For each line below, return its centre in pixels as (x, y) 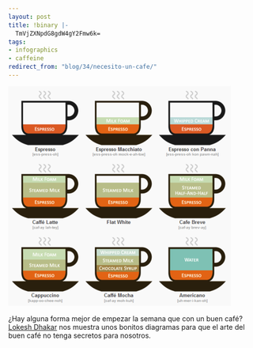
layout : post (30, 17)
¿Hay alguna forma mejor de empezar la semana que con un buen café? (126, 318)
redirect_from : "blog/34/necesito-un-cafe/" (83, 67)
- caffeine (26, 59)
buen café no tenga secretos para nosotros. (80, 335)
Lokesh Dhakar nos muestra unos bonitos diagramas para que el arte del (126, 327)
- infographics (33, 50)
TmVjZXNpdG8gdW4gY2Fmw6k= (58, 33)
